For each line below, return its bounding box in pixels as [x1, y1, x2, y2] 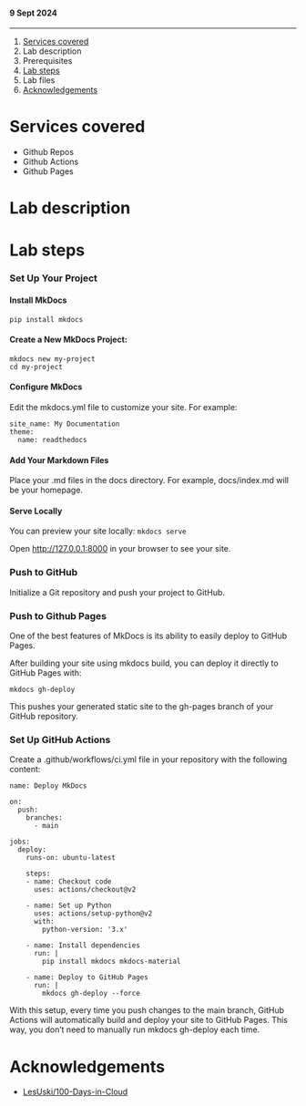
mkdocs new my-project [9, 354, 96, 364]
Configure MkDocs [9, 381, 83, 392]
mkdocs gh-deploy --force [42, 989, 141, 998]
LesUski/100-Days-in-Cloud [22, 1086, 128, 1098]
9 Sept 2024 [9, 7, 57, 18]
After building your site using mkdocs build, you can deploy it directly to [9, 657, 280, 669]
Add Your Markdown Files [9, 454, 109, 465]
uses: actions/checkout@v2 [33, 885, 137, 894]
